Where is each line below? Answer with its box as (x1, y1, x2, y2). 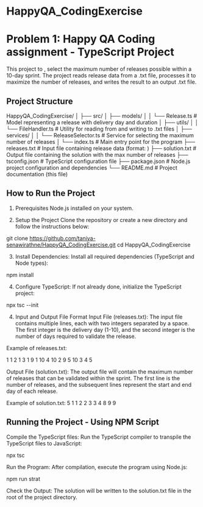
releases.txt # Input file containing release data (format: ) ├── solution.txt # (6, 145, 197, 152)
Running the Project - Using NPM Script (6, 417, 160, 428)
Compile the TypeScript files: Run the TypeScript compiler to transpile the (6, 433, 191, 440)
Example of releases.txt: (6, 344, 67, 351)
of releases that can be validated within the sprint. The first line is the (6, 374, 180, 382)
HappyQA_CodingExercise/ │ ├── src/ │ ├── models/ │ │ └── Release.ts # (6, 112, 198, 120)
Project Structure (6, 96, 73, 106)
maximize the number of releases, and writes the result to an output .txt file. (6, 78, 197, 86)
